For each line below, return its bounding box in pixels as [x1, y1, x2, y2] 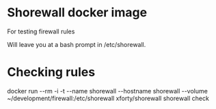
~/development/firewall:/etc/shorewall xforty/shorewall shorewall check [7, 94, 210, 102]
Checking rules [7, 65, 96, 80]
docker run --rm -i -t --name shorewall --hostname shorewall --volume [7, 87, 208, 95]
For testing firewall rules [7, 27, 75, 35]
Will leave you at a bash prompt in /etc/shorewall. [7, 40, 146, 48]
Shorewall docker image [7, 5, 148, 20]
